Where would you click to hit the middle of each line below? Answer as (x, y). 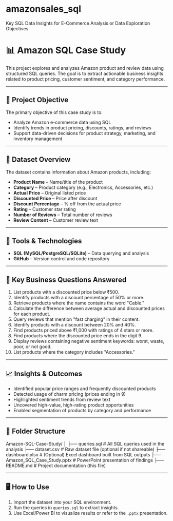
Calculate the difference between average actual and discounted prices (89, 308)
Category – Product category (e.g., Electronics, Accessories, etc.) (83, 187)
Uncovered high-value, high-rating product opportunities (73, 405)
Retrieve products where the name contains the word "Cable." (79, 303)
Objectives (17, 28)
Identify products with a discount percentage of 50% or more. (79, 298)
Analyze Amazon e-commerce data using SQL (62, 122)
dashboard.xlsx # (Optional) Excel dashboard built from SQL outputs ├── (83, 454)
